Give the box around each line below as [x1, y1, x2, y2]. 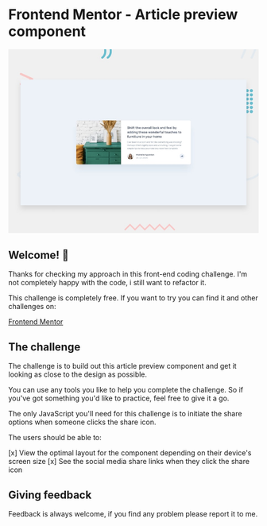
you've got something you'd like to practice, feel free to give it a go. [8, 393, 230, 403]
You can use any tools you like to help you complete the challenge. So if [8, 385, 244, 395]
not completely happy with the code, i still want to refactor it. [8, 278, 207, 288]
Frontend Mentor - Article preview [8, 6, 238, 24]
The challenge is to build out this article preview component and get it [8, 362, 237, 371]
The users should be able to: [8, 433, 102, 443]
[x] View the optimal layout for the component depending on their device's [8, 448, 252, 458]
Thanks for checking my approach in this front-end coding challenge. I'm [8, 269, 248, 279]
